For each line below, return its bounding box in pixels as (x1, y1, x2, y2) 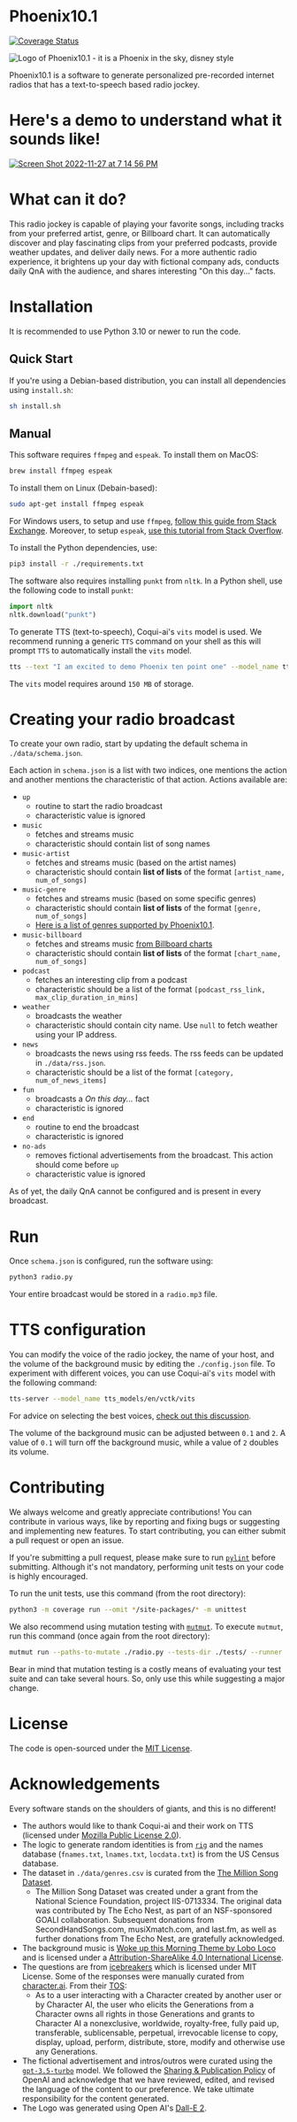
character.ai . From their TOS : (21, 1980, 127, 1991)
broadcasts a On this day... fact (34, 1093, 150, 1104)
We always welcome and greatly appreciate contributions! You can (9, 1507, 252, 1517)
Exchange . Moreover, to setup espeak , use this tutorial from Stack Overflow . (9, 525, 285, 536)
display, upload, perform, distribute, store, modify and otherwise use (34, 2036, 286, 2047)
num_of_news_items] (34, 1076, 108, 1085)
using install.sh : (9, 384, 73, 395)
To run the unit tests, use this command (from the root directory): (9, 1588, 246, 1599)
